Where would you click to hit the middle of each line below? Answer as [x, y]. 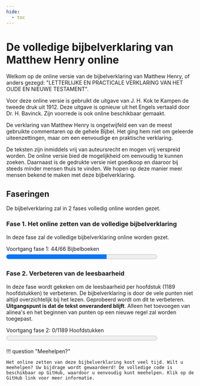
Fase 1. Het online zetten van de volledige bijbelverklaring [92, 224]
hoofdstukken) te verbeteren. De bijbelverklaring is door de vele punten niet [100, 293]
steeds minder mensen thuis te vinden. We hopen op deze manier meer [94, 169]
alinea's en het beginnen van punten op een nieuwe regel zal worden [91, 312]
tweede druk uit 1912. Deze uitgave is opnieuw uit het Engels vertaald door [98, 107]
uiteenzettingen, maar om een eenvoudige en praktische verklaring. [90, 138]
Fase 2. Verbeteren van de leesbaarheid [65, 274]
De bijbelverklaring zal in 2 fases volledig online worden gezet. [83, 208]
